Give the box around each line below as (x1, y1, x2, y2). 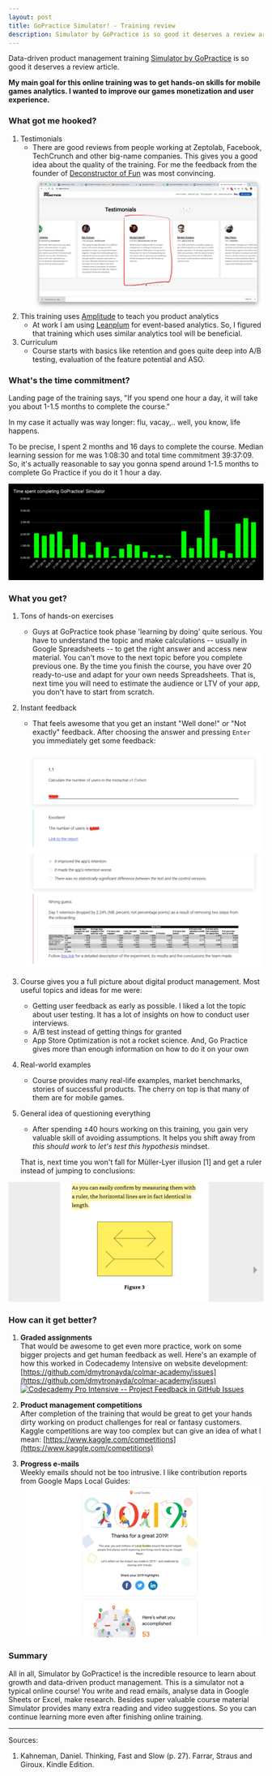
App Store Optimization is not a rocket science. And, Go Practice (32, 1035, 249, 1045)
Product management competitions (19, 1400, 142, 1410)
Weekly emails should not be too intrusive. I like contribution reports (19, 1468, 248, 1477)
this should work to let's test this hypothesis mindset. (32, 1141, 210, 1151)
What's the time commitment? (8, 375, 130, 386)
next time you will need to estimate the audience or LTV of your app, (32, 678, 261, 689)
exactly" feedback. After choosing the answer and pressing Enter (32, 727, 251, 737)
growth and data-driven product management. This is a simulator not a (8, 1677, 244, 1687)
